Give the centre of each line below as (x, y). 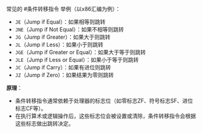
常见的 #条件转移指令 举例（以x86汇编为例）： (63, 9)
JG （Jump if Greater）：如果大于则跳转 (63, 37)
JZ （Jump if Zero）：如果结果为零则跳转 (64, 75)
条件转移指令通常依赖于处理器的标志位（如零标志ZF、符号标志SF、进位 (104, 101)
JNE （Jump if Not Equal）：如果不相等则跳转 (69, 29)
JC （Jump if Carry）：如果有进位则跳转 (63, 67)
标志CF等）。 (31, 108)
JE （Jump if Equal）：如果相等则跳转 (60, 22)
